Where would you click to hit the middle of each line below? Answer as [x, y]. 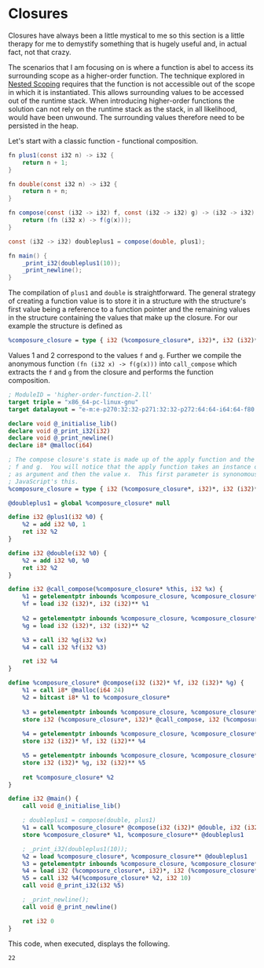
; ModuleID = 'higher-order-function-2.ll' [81, 395]
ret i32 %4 [40, 661]
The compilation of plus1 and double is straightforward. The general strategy [132, 293]
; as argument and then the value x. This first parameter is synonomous [133, 474]
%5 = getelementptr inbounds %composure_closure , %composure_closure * [140, 756]
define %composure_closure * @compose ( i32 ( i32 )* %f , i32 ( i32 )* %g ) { [126, 683]
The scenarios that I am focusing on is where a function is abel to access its [131, 67]
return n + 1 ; [45, 163]
